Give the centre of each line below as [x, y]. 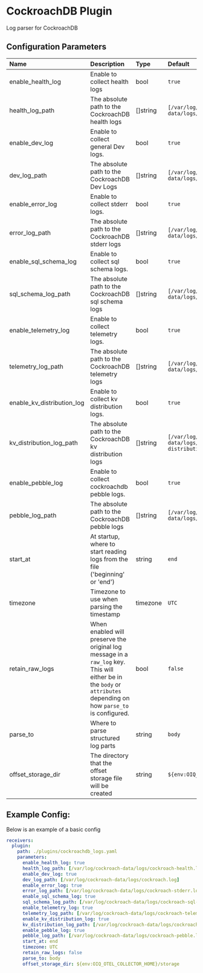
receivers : [20, 840]
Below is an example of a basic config [53, 829]
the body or [106, 684]
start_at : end [40, 942]
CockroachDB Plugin [60, 11]
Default [179, 63]
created [101, 793]
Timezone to [108, 592]
